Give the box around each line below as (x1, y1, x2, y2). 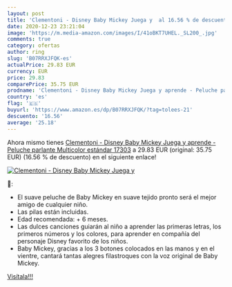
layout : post (7, 10, 45, 17)
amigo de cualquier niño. (17, 200, 88, 208)
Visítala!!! (7, 272, 33, 280)
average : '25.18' (7, 119, 57, 126)
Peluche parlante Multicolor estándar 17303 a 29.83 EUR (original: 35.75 (7, 146, 213, 154)
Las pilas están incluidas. (17, 208, 89, 216)
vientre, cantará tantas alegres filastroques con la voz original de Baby (17, 251, 218, 259)
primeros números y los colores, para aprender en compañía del (17, 229, 200, 238)
